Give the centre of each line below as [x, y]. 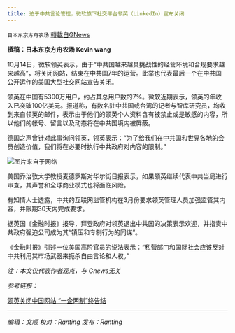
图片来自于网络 [36, 161]
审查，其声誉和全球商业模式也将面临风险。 [69, 185]
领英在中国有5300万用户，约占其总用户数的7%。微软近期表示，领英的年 [112, 97]
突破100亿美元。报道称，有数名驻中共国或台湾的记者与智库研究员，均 [120, 105]
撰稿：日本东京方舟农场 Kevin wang [59, 49]
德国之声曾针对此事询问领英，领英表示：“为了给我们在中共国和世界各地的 [113, 138]
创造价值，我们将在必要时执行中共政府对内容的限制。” [90, 146]
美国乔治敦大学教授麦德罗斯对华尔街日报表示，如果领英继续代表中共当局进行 [117, 176]
